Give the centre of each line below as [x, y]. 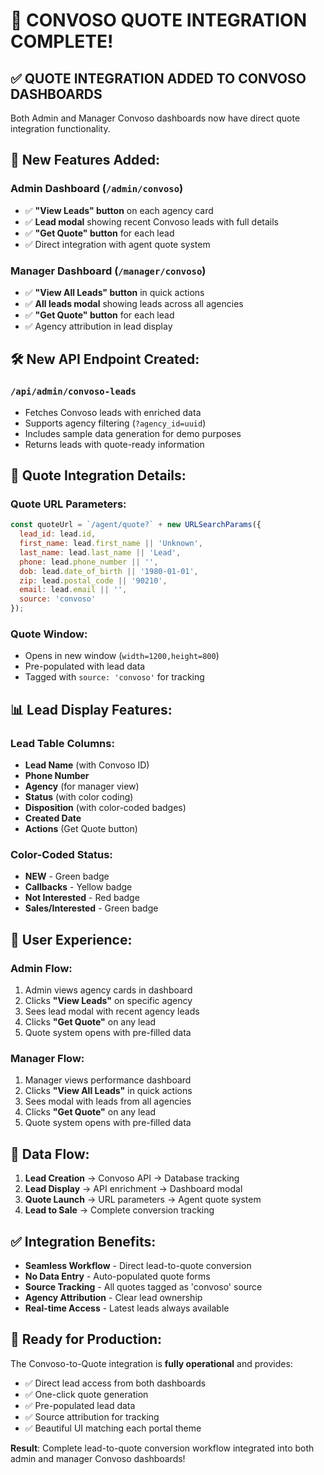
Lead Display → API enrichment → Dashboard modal [133, 1189]
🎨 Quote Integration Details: [98, 475]
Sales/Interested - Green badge [91, 908]
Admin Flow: [41, 968]
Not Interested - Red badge [82, 898]
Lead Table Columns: [62, 743]
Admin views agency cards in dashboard [108, 990]
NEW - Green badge [67, 876]
